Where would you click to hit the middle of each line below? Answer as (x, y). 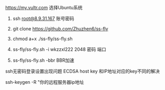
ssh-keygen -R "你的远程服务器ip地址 (45, 82)
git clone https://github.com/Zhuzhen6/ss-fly (60, 29)
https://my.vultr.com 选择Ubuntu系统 (44, 7)
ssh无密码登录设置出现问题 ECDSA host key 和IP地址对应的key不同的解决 (82, 71)
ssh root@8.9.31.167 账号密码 (43, 19)
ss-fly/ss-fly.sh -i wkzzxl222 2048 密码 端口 (59, 49)
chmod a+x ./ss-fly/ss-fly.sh (43, 39)
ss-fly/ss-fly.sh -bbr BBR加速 (43, 60)
